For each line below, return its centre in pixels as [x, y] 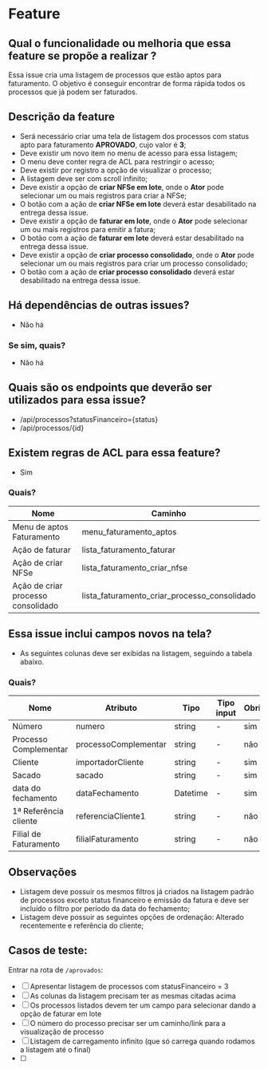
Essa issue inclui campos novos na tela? [110, 634]
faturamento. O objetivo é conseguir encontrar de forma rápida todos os [127, 83]
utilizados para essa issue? [77, 400]
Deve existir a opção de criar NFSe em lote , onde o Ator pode [122, 187]
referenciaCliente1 [110, 816]
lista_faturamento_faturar [128, 550]
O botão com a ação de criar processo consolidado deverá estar [127, 271]
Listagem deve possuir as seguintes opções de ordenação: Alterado [132, 917]
